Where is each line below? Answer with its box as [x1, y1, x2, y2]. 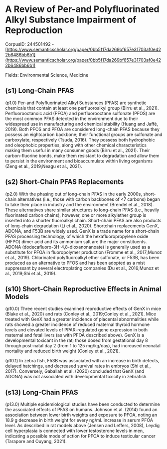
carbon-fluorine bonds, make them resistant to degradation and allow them [5, 152, 160, 158]
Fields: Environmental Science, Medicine [5, 72, 89, 78]
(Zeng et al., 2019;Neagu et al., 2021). [5, 163, 82, 169]
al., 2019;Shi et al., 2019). [5, 270, 57, 276]
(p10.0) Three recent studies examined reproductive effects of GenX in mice [5, 305, 161, 312]
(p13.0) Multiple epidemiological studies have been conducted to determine [5, 401, 161, 407]
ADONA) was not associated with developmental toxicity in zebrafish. [5, 374, 148, 380]
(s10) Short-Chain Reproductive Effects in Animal [5, 285, 162, 293]
